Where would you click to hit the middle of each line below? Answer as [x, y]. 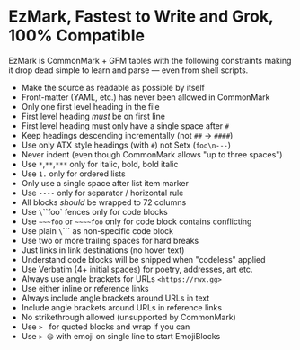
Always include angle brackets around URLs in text [115, 298]
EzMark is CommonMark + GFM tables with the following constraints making [150, 60]
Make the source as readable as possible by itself [113, 87]
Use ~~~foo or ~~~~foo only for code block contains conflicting [137, 221]
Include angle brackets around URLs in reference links [121, 307]
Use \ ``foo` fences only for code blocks [94, 211]
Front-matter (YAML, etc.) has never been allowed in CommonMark [146, 97]
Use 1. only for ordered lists [74, 174]
